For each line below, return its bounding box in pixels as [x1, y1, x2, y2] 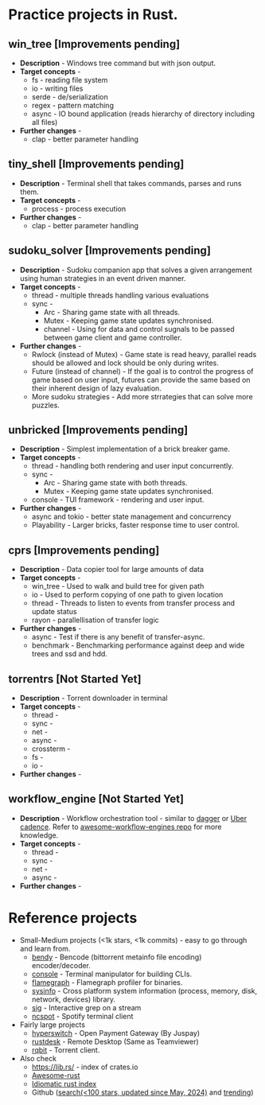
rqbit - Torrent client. [31, 1045, 100, 1055]
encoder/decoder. [31, 960, 92, 970]
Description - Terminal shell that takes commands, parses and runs [19, 178, 242, 188]
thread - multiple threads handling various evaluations [31, 290, 209, 300]
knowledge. [19, 830, 59, 840]
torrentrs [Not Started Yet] [8, 672, 142, 686]
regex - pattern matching [31, 101, 114, 110]
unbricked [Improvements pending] [8, 423, 189, 437]
